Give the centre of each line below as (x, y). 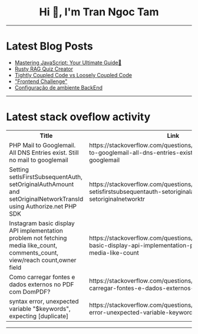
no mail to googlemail (39, 160)
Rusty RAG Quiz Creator (44, 69)
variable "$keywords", (40, 309)
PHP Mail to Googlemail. (42, 145)
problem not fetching (38, 238)
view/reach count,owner (43, 260)
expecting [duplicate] (39, 316)
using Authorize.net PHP (43, 206)
